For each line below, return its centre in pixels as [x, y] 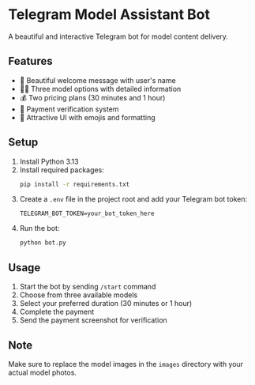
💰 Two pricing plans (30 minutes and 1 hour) [92, 97]
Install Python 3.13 [49, 161]
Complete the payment [57, 312]
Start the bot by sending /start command [88, 287]
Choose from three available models [79, 295]
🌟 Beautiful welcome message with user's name [97, 80]
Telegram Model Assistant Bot [109, 15]
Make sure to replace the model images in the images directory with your [126, 364]
